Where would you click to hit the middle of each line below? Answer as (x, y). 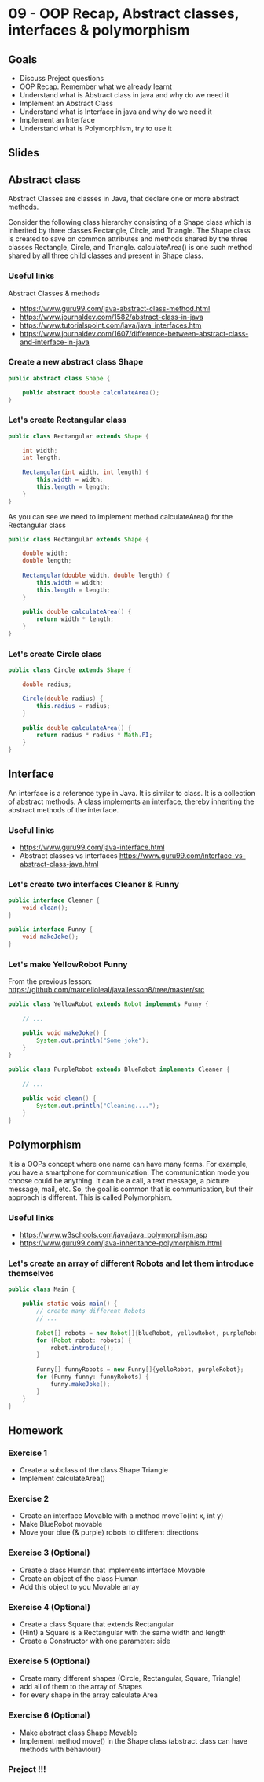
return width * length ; (75, 619)
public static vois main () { (70, 1304)
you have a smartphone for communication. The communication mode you (129, 1172)
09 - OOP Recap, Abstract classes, (124, 14)
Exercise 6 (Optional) (49, 1715)
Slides (24, 153)
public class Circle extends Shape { (70, 670)
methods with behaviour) (60, 1749)
